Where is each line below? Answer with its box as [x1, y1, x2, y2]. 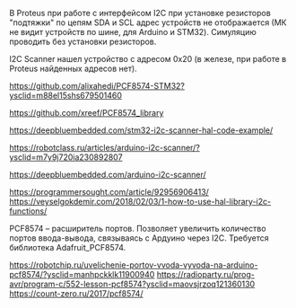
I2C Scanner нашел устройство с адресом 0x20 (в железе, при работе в [9, 54, 287, 64]
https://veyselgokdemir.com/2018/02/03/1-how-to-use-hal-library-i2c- [9, 197, 272, 207]
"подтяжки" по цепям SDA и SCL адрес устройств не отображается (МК [9, 17, 287, 28]
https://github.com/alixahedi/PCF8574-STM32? [9, 81, 186, 91]
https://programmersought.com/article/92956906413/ [9, 187, 209, 197]
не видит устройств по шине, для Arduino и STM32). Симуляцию [9, 27, 257, 37]
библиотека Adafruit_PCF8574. [9, 242, 126, 252]
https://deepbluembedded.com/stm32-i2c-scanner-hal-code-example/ [9, 125, 274, 136]
